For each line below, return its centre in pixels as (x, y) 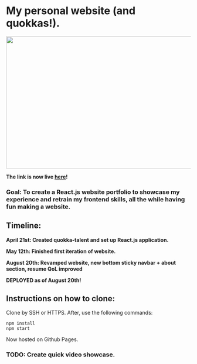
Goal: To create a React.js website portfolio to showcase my (93, 192)
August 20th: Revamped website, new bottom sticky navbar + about (91, 262)
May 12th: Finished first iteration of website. (61, 251)
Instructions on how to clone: (61, 299)
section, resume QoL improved (44, 269)
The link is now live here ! (37, 177)
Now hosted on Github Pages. (42, 339)
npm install (21, 323)
